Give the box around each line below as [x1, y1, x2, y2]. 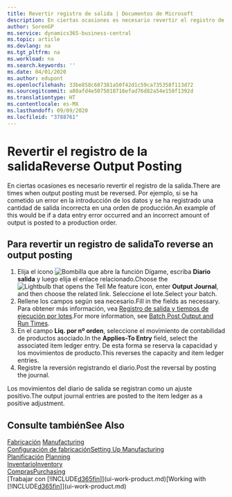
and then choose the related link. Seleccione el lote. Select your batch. [17, 290, 217, 298]
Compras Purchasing [7, 467, 66, 476]
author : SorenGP [7, 23, 54, 30]
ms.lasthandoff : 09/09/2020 [7, 107, 89, 114]
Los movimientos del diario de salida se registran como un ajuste [7, 384, 193, 393]
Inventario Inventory [7, 460, 63, 469]
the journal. [17, 371, 50, 380]
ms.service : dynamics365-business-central [7, 29, 132, 37]
